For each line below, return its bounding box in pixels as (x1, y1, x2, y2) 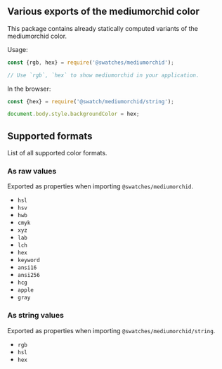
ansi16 (17, 264, 37, 271)
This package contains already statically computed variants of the (7, 24, 198, 32)
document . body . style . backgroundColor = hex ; (7, 110, 140, 118)
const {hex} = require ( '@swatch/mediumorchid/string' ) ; (7, 98, 174, 105)
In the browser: (7, 84, 51, 93)
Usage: (7, 45, 28, 53)
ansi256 (17, 272, 40, 279)
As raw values (7, 167, 57, 176)
